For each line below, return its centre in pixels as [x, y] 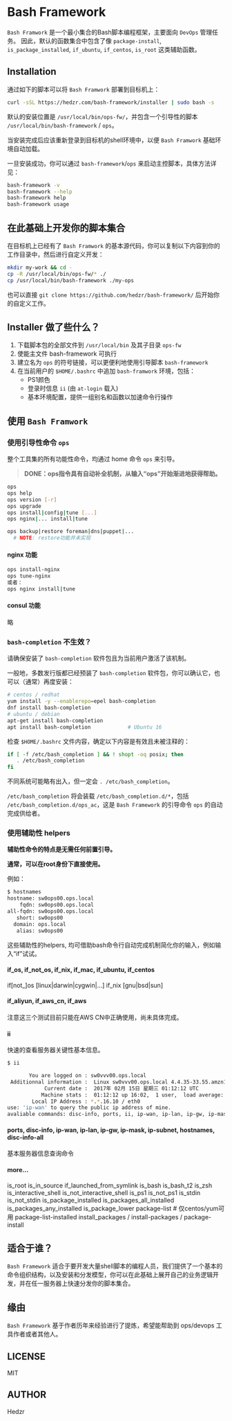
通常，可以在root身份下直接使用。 [56, 864]
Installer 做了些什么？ [54, 327]
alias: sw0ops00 [40, 931]
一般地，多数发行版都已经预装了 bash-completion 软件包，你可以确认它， [111, 673]
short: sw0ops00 [40, 918]
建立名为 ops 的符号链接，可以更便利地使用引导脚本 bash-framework [113, 363]
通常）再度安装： [49, 682]
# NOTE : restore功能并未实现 [52, 538]
